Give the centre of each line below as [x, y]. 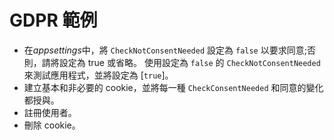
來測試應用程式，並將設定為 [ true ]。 [98, 75]
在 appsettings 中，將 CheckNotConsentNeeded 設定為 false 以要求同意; [165, 50]
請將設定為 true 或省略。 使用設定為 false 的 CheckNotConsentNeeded [181, 62]
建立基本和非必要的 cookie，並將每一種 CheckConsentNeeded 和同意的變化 [173, 87]
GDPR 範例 [53, 20]
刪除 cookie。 [52, 125]
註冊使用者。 [50, 112]
